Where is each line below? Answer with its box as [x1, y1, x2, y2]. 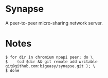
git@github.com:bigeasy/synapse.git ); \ [5, 63, 96, 69]
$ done [5, 68, 20, 73]
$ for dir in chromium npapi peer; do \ [5, 55, 94, 60]
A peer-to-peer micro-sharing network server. [5, 20, 103, 26]
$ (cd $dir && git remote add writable [5, 59, 98, 64]
